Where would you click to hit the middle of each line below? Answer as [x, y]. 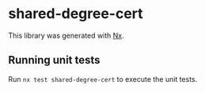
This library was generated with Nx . [66, 35]
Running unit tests [54, 60]
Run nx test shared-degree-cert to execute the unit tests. [103, 79]
